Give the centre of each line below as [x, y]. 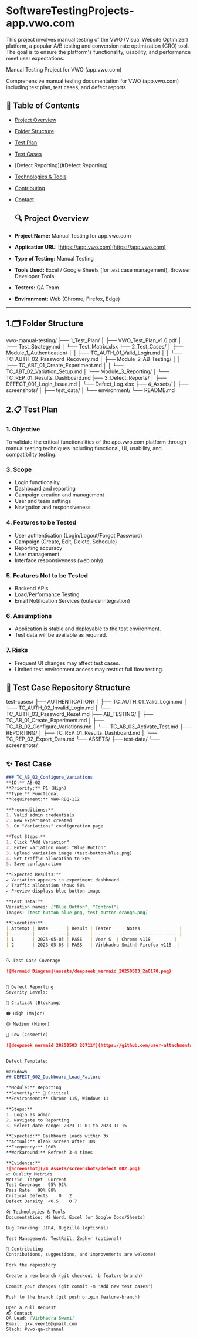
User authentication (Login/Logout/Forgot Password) [78, 535]
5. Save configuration [34, 864]
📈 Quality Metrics [29, 1174]
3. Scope [19, 469]
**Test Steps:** [26, 837]
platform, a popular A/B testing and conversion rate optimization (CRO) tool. [98, 46]
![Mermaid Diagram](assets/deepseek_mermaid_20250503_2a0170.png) [89, 971]
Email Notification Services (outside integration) [72, 600]
